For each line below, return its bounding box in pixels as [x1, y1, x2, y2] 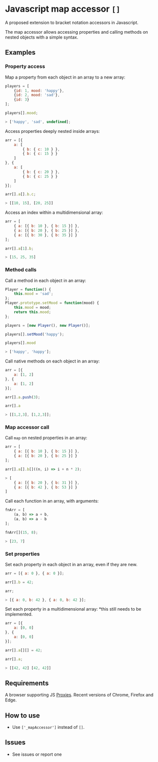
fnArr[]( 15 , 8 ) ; [5, 530, 38, 535]
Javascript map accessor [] [5, 3, 120, 15]
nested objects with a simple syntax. [5, 34, 79, 40]
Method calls [5, 266, 37, 273]
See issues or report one [12, 751, 62, 757]
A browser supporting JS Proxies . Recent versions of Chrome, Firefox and [5, 692, 154, 698]
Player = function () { [5, 287, 51, 292]
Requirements [5, 679, 49, 687]
